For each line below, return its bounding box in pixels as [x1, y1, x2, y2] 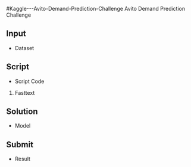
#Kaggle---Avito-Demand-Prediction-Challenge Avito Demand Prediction [6, 5, 186, 12]
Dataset [14, 44, 35, 51]
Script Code [14, 78, 45, 85]
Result [14, 155, 31, 163]
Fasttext [14, 89, 35, 96]
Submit [6, 140, 34, 150]
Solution [6, 107, 38, 117]
